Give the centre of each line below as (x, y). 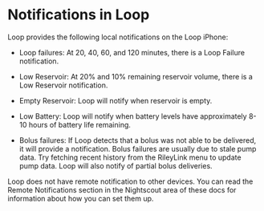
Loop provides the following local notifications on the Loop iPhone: (118, 37)
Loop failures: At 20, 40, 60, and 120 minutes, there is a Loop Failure (132, 52)
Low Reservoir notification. (63, 85)
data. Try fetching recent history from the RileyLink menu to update (130, 157)
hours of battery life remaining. (80, 124)
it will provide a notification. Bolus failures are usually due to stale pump (138, 148)
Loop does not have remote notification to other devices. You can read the (130, 181)
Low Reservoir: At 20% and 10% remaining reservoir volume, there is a (136, 76)
